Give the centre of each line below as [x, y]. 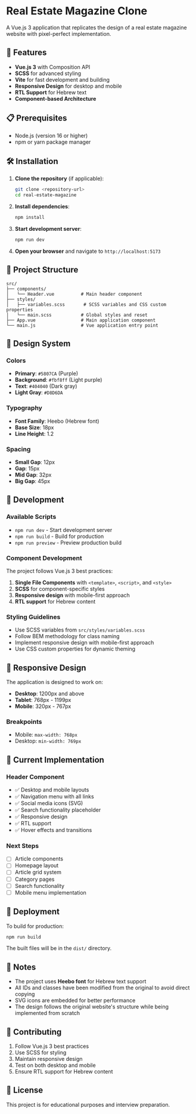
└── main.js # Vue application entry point [83, 325]
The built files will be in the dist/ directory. [59, 948]
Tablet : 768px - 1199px [43, 700]
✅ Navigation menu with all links [54, 797]
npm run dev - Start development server [63, 530]
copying [25, 994]
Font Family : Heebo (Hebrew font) [57, 421]
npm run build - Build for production [59, 536]
